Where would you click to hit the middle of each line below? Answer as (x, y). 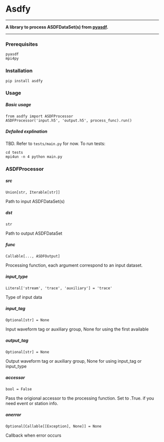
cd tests (14, 153)
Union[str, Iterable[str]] (33, 193)
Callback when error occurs (33, 435)
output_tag (17, 340)
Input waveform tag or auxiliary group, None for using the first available (77, 329)
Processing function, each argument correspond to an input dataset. (74, 265)
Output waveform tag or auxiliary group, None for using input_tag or (73, 361)
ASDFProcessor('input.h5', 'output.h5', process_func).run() (69, 121)
